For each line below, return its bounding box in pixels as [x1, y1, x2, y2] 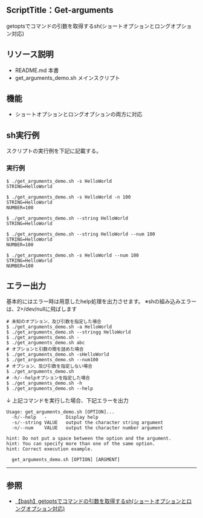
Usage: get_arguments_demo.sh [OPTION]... [6, 409, 115, 415]
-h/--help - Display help [11, 415, 98, 421]
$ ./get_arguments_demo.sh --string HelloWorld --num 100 [6, 231, 155, 237]
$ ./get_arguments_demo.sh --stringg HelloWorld [6, 329, 131, 335]
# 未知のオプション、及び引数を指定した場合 [6, 319, 101, 325]
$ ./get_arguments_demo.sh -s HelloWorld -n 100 [6, 194, 131, 200]
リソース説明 [6, 50, 54, 60]
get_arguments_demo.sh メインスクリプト [14, 74, 120, 81]
